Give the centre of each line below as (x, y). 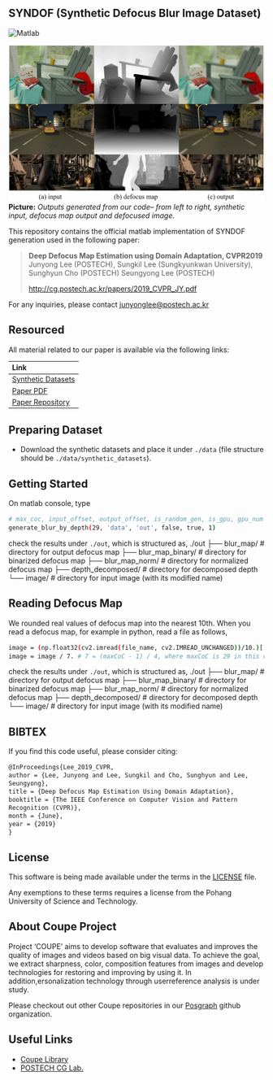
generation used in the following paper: (74, 240)
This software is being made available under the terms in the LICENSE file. (133, 877)
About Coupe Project (63, 927)
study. (19, 989)
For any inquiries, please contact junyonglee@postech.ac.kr (109, 304)
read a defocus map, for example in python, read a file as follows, (118, 631)
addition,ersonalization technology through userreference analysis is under (134, 981)
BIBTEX (28, 732)
